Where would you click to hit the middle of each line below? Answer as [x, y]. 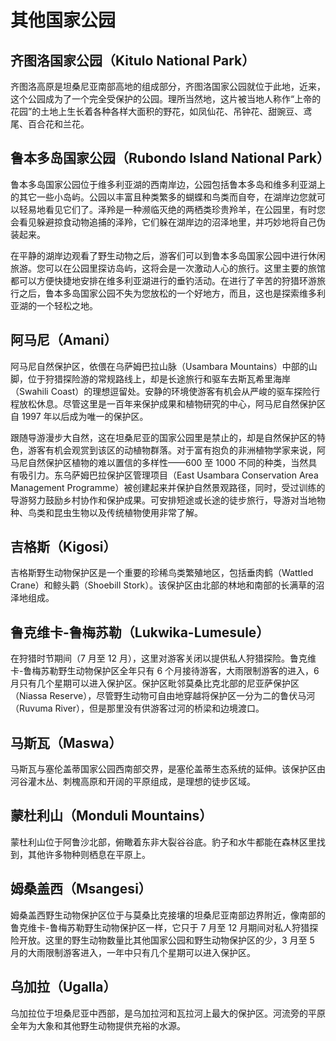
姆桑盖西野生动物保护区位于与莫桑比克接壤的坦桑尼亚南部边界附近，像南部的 [168, 915]
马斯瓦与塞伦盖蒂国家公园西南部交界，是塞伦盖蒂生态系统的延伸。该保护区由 [168, 769]
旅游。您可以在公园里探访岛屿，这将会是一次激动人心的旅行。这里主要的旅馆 [168, 268]
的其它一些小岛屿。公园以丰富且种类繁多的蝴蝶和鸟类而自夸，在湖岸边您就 [163, 197]
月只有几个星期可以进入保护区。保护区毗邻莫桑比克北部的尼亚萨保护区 [155, 683]
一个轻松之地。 [67, 305]
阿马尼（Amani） [64, 340]
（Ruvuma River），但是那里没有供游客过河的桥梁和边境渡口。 [137, 708]
